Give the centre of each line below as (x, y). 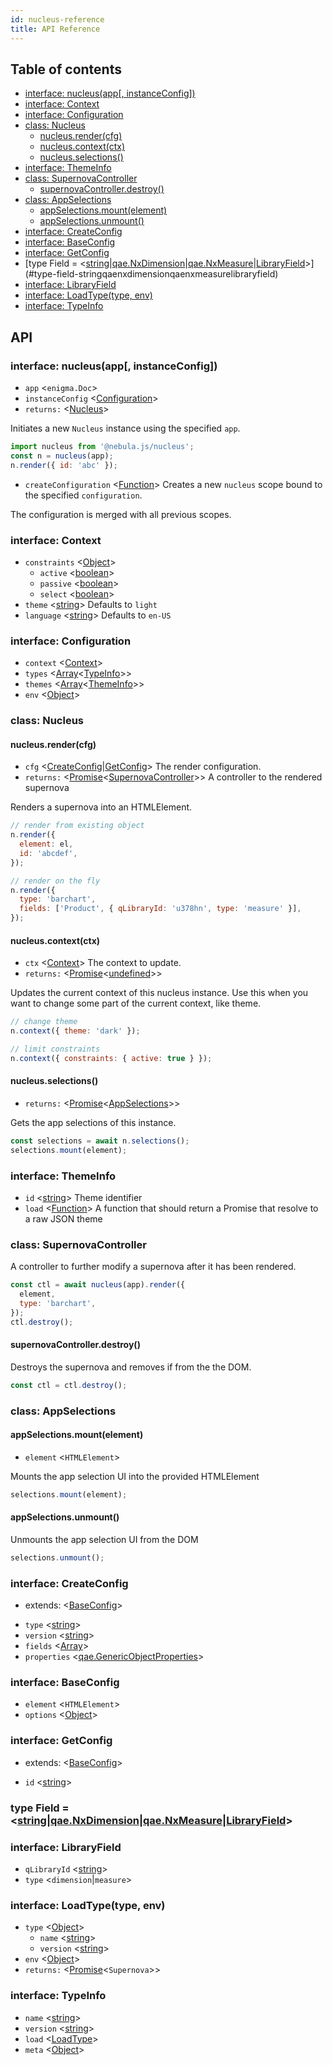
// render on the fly (55, 881)
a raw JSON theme (63, 1219)
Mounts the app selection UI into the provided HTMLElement (135, 1476)
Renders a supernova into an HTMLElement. (101, 807)
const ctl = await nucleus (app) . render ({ (98, 1285)
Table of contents (66, 69)
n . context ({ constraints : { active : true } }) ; (111, 1058)
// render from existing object (77, 826)
